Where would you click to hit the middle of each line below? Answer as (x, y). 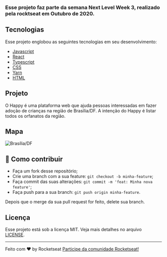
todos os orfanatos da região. (35, 116)
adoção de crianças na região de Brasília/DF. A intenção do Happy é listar (81, 110)
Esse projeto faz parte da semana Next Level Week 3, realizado (83, 7)
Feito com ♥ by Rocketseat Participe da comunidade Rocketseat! (72, 249)
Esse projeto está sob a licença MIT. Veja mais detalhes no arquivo (74, 229)
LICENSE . (15, 235)
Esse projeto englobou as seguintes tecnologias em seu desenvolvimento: (81, 42)
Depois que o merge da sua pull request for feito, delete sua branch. (75, 202)
